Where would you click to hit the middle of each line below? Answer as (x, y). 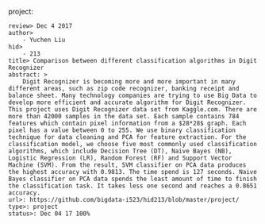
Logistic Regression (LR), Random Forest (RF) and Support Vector (120, 158)
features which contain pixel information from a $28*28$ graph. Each (127, 123)
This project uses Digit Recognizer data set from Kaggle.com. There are (133, 110)
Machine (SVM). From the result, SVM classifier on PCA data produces (127, 165)
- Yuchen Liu (44, 40)
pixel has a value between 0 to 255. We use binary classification (122, 130)
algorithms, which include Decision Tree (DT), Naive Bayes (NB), (120, 151)
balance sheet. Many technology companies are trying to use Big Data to (133, 95)
